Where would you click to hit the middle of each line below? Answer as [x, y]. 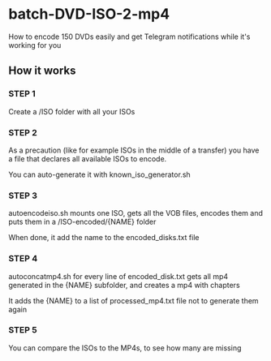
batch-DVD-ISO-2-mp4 [89, 14]
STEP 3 [23, 196]
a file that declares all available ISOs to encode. [88, 158]
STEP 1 [22, 94]
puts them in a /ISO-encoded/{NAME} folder [82, 222]
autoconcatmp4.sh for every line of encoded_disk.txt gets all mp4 [118, 276]
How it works [42, 71]
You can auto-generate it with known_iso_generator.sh [99, 174]
